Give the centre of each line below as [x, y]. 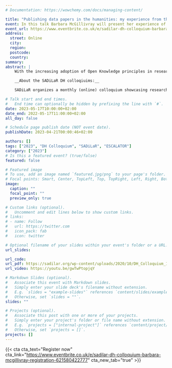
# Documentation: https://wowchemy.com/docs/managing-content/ [74, 10]
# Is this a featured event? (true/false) [51, 156]
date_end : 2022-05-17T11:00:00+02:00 [46, 113]
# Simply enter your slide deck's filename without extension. [76, 287]
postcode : [20, 52]
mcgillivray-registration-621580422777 [47, 360]
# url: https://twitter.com [38, 226]
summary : [15, 62]
